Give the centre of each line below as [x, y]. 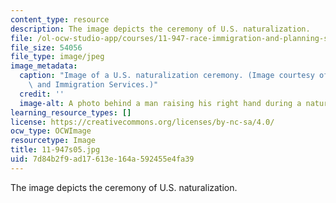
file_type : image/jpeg [57, 57]
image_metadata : [44, 66]
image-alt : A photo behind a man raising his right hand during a [160, 103]
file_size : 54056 [46, 47]
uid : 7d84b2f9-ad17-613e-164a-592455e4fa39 [102, 159]
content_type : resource [60, 19]
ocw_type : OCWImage [51, 131]
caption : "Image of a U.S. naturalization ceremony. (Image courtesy [167, 76]
